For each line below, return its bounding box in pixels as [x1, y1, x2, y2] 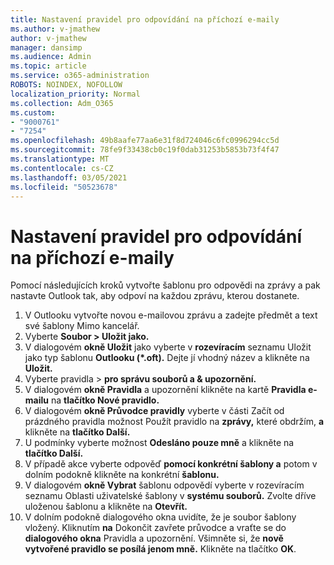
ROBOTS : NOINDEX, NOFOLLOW [10, 80, 123, 90]
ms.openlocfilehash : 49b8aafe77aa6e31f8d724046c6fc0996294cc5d [10, 136, 280, 146]
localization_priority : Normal [10, 89, 141, 99]
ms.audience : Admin [10, 52, 92, 62]
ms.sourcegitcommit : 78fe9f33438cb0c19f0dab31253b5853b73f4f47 [10, 145, 280, 155]
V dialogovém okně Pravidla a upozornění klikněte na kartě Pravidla [24, 384, 307, 396]
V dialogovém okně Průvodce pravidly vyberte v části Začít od [24, 405, 285, 417]
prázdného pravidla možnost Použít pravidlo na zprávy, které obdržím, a [24, 416, 325, 428]
